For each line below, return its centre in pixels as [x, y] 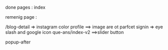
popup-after [18, 42]
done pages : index [25, 7]
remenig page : [21, 17]
